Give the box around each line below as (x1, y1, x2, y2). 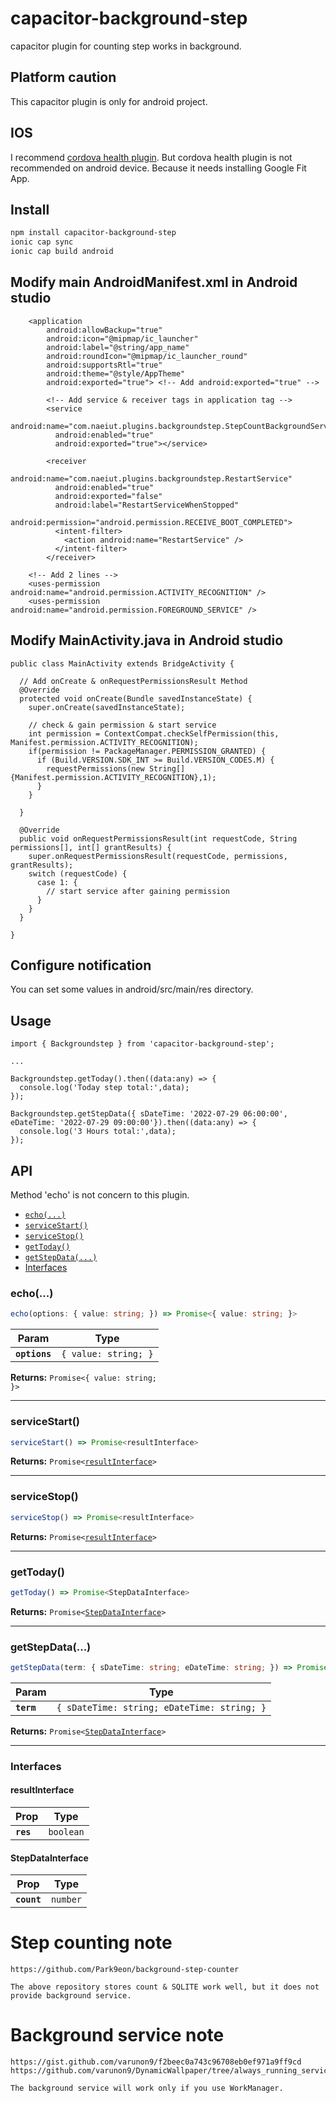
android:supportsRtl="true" (46, 360, 163, 370)
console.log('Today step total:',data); (19, 1083, 190, 1093)
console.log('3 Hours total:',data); (19, 1127, 177, 1137)
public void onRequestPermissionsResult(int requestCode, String (19, 833, 298, 844)
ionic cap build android (10, 247, 114, 257)
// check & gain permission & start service (28, 720, 217, 730)
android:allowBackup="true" (46, 325, 163, 335)
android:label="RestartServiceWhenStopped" (54, 500, 240, 510)
